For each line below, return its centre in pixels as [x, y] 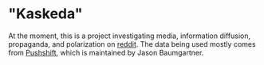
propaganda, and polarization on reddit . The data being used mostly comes [132, 44]
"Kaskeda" [45, 14]
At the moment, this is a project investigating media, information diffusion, [130, 36]
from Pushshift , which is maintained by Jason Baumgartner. [106, 52]
